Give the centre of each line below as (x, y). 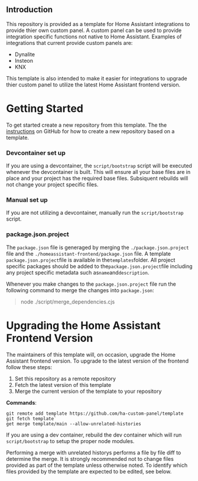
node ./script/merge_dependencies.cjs (68, 302)
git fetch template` (32, 419)
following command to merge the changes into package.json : (80, 290)
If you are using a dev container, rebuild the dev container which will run (94, 435)
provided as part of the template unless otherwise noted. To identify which (97, 465)
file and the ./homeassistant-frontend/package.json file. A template (89, 253)
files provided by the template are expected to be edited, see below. (89, 471)
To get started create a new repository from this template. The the (87, 125)
